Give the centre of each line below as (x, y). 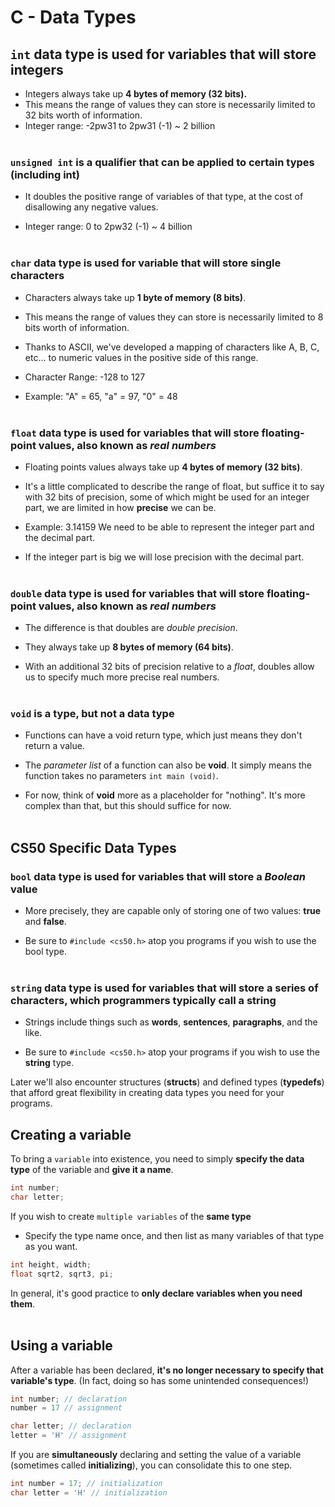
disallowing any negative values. (91, 207)
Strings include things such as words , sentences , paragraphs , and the (171, 1022)
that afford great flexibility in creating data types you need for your (147, 1093)
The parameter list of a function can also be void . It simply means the (168, 765)
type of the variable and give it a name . (92, 1170)
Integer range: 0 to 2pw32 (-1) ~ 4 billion (108, 227)
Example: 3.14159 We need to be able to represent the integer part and (169, 527)
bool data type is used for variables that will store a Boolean (158, 876)
